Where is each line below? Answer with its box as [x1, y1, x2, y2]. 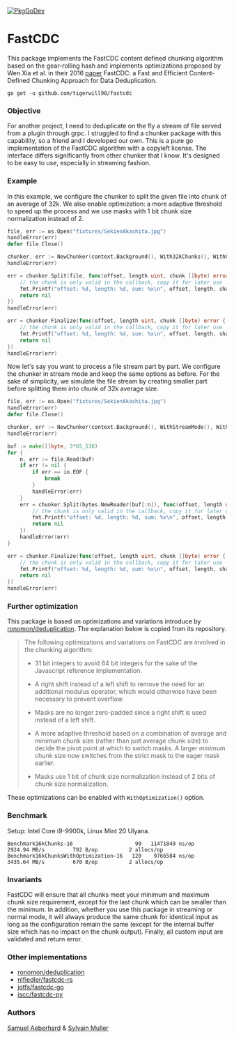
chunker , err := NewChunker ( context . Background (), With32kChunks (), [7, 253, 210, 261]
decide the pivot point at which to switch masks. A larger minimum [34, 744, 226, 752]
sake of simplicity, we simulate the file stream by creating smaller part [7, 377, 208, 386]
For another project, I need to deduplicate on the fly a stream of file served [7, 122, 221, 130]
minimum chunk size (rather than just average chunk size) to [34, 736, 209, 745]
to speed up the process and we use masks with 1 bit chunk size [7, 206, 192, 215]
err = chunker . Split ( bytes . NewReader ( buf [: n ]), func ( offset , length [19, 501, 223, 508]
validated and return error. [7, 934, 82, 943]
